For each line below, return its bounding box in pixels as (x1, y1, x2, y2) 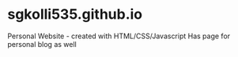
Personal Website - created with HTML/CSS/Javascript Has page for (7, 31, 231, 41)
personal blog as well (7, 39, 77, 48)
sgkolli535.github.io (7, 5, 143, 23)
